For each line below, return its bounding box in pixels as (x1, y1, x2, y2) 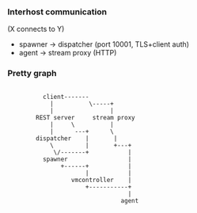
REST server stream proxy (36, 113, 135, 121)
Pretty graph (7, 68, 57, 79)
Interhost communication (7, 6, 108, 17)
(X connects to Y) (7, 25, 65, 34)
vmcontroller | (70, 176, 132, 184)
